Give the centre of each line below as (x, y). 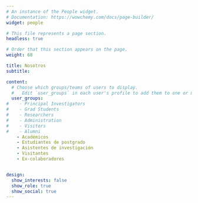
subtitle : (18, 71)
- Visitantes (33, 154)
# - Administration (34, 120)
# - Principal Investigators (46, 104)
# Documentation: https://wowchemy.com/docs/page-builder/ (80, 17)
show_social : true (34, 191)
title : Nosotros (26, 66)
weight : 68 (19, 55)
